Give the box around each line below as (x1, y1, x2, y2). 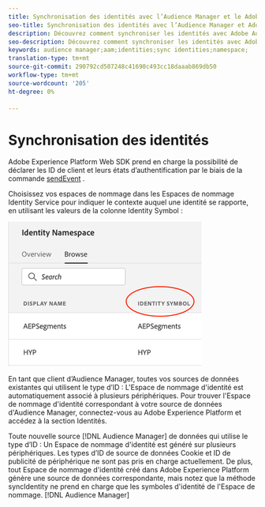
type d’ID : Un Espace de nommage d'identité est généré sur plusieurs (8, 440, 237, 449)
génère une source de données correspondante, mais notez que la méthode (8, 474, 256, 483)
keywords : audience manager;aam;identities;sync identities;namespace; (8, 46, 248, 54)
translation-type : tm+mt (8, 54, 90, 62)
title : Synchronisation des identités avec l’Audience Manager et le (8, 13, 242, 21)
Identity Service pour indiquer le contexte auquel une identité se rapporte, (8, 197, 248, 207)
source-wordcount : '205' (8, 79, 90, 87)
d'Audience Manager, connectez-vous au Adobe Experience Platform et (8, 407, 242, 418)
